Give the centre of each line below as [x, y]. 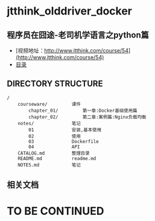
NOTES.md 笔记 [49, 165]
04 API [54, 147]
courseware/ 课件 [49, 104]
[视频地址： [30, 50]
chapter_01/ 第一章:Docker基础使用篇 [83, 110]
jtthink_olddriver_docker [69, 11]
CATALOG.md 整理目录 [54, 153]
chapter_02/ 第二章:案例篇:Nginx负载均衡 [87, 117]
